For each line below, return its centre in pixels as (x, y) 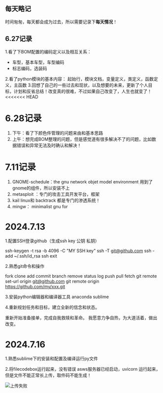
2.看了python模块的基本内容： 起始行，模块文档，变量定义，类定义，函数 (80, 79)
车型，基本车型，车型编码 (38, 62)
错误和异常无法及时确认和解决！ (49, 145)
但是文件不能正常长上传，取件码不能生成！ (48, 375)
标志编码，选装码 (30, 68)
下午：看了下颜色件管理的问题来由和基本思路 (58, 133)
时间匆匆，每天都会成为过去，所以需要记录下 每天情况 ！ (61, 22)
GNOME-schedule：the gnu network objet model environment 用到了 (82, 181)
